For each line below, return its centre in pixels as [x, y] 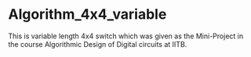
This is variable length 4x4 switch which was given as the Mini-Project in [126, 36]
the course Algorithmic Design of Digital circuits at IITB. [98, 44]
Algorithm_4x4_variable [87, 14]
